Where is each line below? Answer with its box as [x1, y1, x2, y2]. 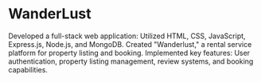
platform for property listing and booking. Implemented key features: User [8, 48, 251, 57]
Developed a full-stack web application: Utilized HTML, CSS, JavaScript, [8, 31, 246, 41]
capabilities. [8, 64, 48, 74]
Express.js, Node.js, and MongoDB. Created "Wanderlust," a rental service [8, 39, 252, 49]
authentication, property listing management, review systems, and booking [8, 57, 254, 66]
